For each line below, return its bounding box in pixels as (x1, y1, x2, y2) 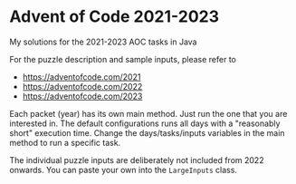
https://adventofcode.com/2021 (22, 71, 141, 82)
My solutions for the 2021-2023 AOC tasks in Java (9, 36, 197, 47)
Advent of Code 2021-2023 (9, 6, 220, 27)
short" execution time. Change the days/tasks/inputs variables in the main (9, 127, 285, 138)
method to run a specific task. (9, 137, 121, 148)
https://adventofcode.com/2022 (22, 81, 143, 92)
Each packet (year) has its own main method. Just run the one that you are (9, 108, 288, 119)
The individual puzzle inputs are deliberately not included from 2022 (9, 154, 264, 165)
